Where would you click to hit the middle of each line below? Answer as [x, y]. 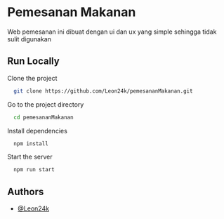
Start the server [30, 157]
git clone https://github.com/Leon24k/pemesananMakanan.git [103, 91]
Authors [26, 191]
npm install [31, 144]
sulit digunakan [29, 39]
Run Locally [33, 61]
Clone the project [32, 78]
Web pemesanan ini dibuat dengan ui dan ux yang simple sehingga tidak [112, 32]
